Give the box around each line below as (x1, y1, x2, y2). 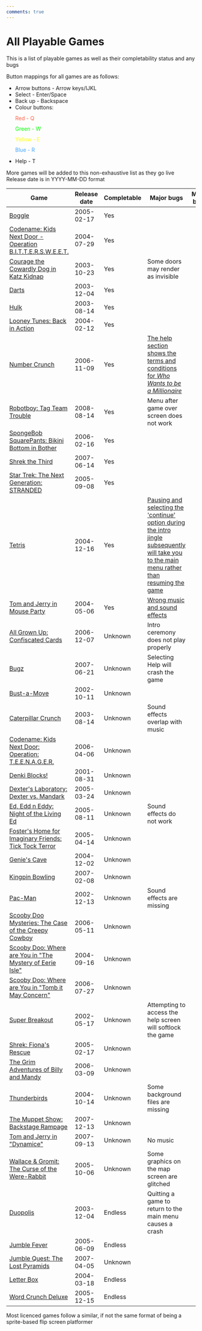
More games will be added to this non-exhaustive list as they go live (6, 169, 174, 176)
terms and (147, 356, 176, 365)
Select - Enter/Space (14, 91, 67, 98)
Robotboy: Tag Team (9, 404, 68, 412)
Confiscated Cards (9, 636, 63, 644)
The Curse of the (9, 1164, 57, 1173)
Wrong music (147, 595, 185, 604)
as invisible (147, 272, 179, 281)
